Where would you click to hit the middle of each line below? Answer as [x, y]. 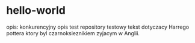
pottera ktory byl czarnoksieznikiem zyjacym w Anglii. [73, 33]
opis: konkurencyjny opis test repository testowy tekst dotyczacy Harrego [98, 27]
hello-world [36, 10]
